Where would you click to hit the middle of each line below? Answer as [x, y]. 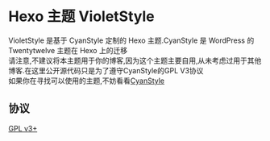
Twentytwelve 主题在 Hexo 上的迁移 [68, 50]
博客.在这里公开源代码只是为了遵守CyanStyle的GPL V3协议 [106, 70]
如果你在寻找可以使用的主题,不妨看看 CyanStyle [87, 81]
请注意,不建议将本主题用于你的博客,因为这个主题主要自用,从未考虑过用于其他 [135, 60]
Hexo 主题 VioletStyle [81, 17]
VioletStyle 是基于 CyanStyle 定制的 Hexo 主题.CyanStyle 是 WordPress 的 [131, 40]
